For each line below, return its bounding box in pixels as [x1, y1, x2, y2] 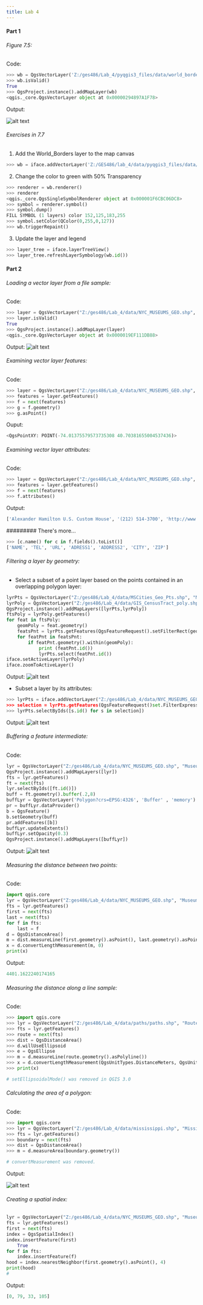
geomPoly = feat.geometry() [17, 623, 88, 629]
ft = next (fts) [6, 780, 45, 786]
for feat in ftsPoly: [6, 617, 61, 623]
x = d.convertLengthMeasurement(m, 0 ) [6, 942, 104, 949]
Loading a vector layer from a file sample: [6, 279, 111, 286]
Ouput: [6, 421, 24, 428]
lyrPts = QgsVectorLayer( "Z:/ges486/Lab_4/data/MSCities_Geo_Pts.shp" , [6, 594, 190, 600]
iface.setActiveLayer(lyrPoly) [6, 656, 85, 663]
